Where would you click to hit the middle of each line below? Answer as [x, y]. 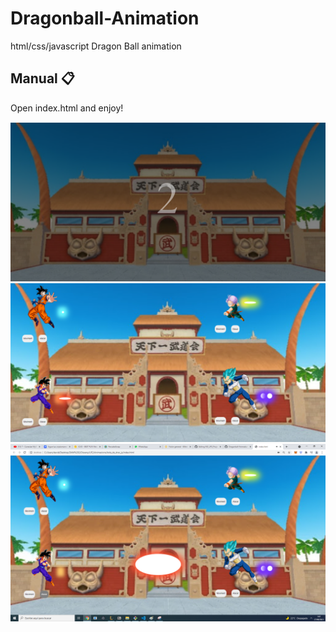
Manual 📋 [42, 78]
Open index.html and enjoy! [67, 108]
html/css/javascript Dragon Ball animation [96, 46]
